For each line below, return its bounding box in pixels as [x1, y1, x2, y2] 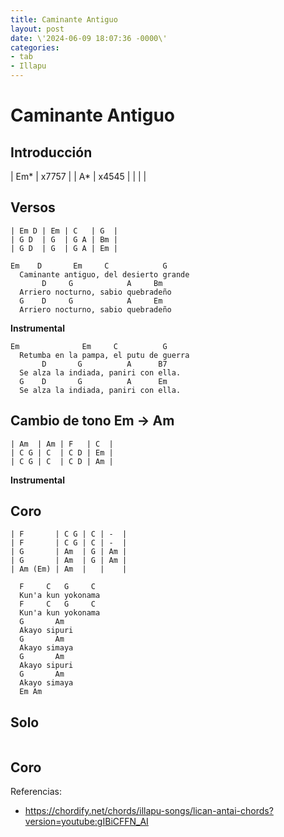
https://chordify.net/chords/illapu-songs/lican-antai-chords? [24, 805, 274, 817]
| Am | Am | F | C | [10, 439, 114, 449]
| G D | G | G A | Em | [10, 243, 118, 253]
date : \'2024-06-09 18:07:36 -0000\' [10, 33, 168, 43]
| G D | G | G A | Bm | [10, 234, 118, 245]
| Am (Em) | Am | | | [10, 564, 128, 575]
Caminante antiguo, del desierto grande [19, 269, 190, 280]
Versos [10, 199, 56, 216]
